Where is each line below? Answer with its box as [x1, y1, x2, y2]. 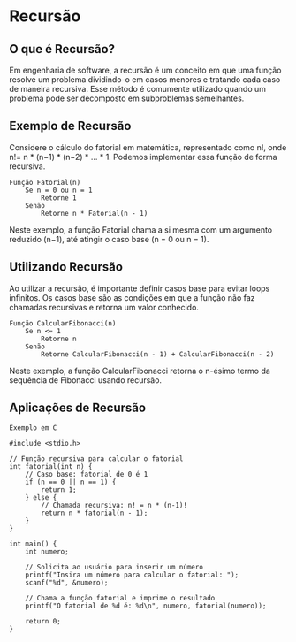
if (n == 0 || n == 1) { [25, 478, 117, 487]
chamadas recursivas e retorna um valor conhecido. [9, 302, 199, 312]
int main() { [9, 539, 57, 549]
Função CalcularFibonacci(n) [9, 318, 117, 328]
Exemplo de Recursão [9, 118, 132, 134]
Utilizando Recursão [9, 259, 124, 275]
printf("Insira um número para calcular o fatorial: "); [25, 570, 239, 580]
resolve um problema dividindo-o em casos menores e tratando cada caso [9, 74, 281, 85]
